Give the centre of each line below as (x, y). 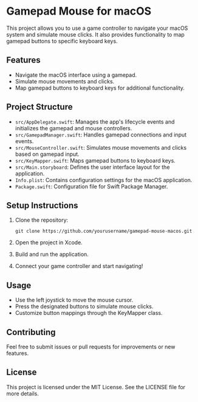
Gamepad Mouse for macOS (79, 11)
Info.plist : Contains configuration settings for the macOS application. (104, 180)
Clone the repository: (42, 220)
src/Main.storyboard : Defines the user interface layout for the (92, 167)
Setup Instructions (42, 205)
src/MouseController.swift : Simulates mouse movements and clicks (101, 147)
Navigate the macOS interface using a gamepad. (76, 75)
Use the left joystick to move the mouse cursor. (74, 300)
